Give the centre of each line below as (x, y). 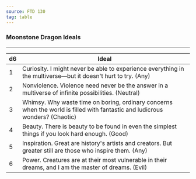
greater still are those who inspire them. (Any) (85, 150)
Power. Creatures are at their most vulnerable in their (95, 160)
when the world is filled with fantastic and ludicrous (93, 109)
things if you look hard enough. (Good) (75, 133)
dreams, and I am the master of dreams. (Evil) (85, 167)
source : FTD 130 (26, 11)
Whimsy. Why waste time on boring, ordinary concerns (98, 102)
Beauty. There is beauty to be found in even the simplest (99, 126)
